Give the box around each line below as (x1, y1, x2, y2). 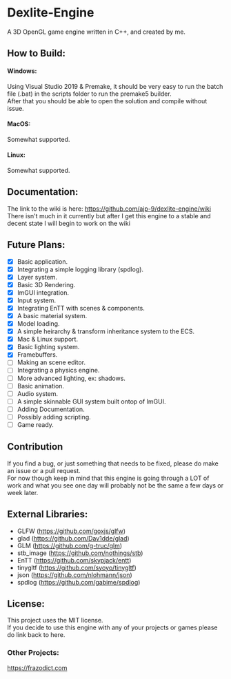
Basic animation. (17, 382, 64, 390)
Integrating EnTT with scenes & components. (17, 304, 145, 312)
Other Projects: (7, 648, 60, 658)
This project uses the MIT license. (7, 616, 103, 625)
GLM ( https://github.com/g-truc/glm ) (17, 541, 123, 550)
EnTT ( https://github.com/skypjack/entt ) (17, 556, 132, 564)
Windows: (7, 67, 37, 75)
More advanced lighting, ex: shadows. (17, 374, 126, 382)
